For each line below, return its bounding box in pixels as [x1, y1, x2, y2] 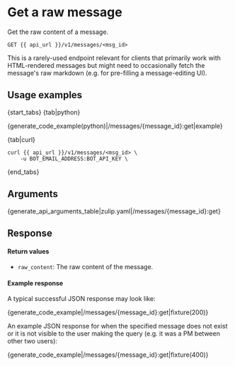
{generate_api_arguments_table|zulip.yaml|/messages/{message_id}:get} [7, 206, 221, 216]
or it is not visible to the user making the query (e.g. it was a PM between [7, 329, 221, 338]
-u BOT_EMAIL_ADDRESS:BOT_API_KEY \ [20, 155, 129, 163]
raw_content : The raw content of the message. [17, 263, 154, 271]
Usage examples [7, 89, 83, 101]
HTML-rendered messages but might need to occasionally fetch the [7, 61, 205, 69]
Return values [7, 247, 50, 255]
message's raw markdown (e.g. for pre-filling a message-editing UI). [7, 69, 207, 77]
